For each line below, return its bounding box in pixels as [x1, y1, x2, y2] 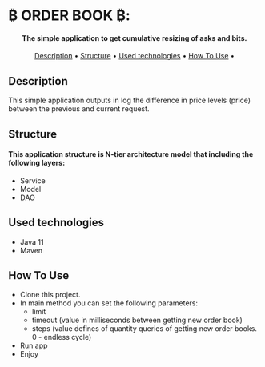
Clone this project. [19, 290, 81, 300]
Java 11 [19, 237, 44, 246]
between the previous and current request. [8, 104, 150, 114]
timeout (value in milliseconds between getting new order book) [31, 315, 243, 325]
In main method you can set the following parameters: [19, 298, 199, 308]
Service [19, 175, 46, 185]
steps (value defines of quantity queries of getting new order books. [31, 324, 258, 333]
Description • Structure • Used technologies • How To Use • [34, 51, 235, 61]
